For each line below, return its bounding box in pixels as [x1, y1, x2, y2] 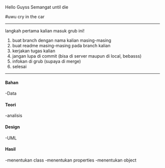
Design [5, 124, 20, 130]
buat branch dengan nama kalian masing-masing [12, 37, 111, 43]
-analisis [5, 113, 23, 119]
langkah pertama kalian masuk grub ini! [5, 28, 85, 34]
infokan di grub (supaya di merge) [12, 59, 81, 64]
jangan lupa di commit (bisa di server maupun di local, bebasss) [12, 53, 142, 59]
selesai [12, 64, 27, 69]
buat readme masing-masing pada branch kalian [12, 43, 110, 48]
